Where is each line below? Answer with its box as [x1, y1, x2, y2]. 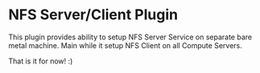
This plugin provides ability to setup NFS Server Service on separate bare [8, 32, 252, 42]
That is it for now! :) [8, 56, 73, 66]
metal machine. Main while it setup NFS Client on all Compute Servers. [8, 40, 243, 50]
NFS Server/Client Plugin [8, 6, 179, 24]
